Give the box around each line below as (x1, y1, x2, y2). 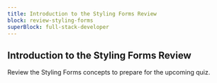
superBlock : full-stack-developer (7, 23, 110, 30)
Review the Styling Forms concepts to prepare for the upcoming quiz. (7, 68, 211, 77)
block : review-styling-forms (7, 17, 94, 24)
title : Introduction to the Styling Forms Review (7, 10, 157, 18)
